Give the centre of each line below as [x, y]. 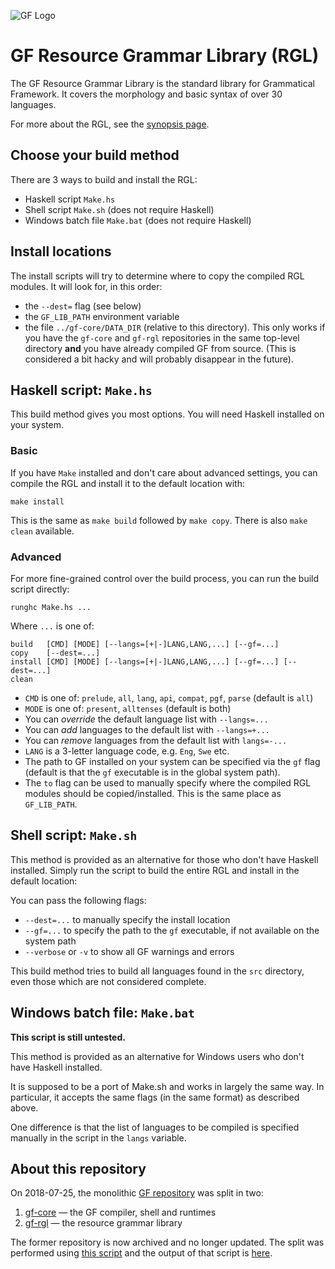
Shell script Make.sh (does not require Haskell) [119, 209]
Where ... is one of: [52, 626]
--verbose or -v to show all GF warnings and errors [129, 951]
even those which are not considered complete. [108, 981]
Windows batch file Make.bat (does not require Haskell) [138, 220]
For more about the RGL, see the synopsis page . [110, 124]
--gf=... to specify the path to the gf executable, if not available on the [172, 930]
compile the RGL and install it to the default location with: [127, 483]
